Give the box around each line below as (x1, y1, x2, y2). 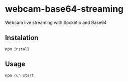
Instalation (5, 34, 38, 42)
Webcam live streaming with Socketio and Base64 (5, 20, 107, 25)
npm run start (5, 73, 34, 78)
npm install (5, 46, 30, 52)
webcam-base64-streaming (5, 3, 124, 15)
